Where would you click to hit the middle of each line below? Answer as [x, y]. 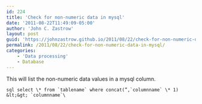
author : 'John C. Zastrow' [40, 28]
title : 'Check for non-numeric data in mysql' [66, 17]
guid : [13, 39]
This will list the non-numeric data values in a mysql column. [81, 79]
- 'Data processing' [43, 56]
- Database [31, 62]
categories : [21, 51]
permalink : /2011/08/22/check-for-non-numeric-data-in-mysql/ [86, 45]
